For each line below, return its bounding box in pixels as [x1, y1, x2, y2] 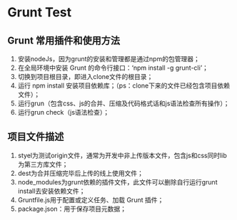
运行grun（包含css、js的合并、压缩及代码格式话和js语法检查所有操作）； [17, 99, 230, 108]
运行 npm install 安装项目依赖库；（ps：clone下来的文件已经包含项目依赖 [17, 81, 231, 90]
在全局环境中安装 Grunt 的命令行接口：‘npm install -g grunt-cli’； [17, 63, 209, 72]
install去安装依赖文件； [17, 187, 86, 195]
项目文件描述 [7, 131, 64, 143]
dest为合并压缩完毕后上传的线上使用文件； [17, 169, 144, 177]
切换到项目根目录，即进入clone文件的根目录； [17, 73, 153, 80]
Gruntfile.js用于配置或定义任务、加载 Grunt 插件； [17, 195, 164, 204]
